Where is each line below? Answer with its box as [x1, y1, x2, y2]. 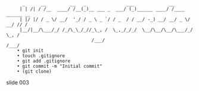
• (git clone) [17, 68, 52, 74]
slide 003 [6, 79, 30, 86]
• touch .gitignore [17, 53, 66, 59]
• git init [17, 48, 44, 54]
